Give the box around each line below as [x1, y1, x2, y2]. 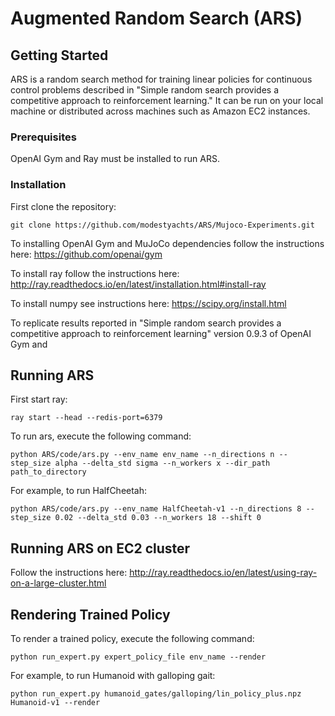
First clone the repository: [10, 200, 117, 212]
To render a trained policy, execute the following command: [10, 633, 255, 645]
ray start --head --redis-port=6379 [10, 413, 163, 423]
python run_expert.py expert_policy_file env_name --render [10, 652, 267, 662]
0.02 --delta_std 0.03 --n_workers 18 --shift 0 [54, 513, 262, 523]
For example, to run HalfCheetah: [10, 485, 148, 497]
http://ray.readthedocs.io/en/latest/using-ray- [129, 567, 318, 579]
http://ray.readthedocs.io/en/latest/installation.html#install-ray [10, 278, 267, 290]
